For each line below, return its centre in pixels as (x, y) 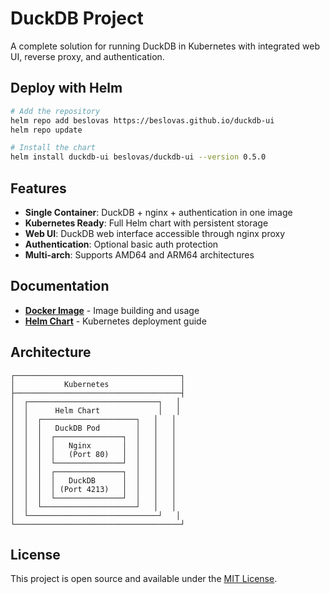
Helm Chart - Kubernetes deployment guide (115, 321)
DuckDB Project (77, 18)
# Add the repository (55, 111)
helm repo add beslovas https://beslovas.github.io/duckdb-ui (142, 120)
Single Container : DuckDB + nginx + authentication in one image (158, 212)
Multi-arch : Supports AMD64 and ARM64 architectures (139, 254)
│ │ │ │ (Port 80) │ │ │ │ (93, 454)
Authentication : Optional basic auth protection (121, 244)
